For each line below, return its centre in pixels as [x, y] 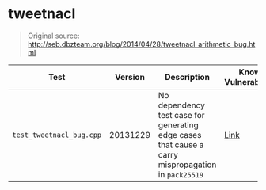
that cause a [181, 145]
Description [187, 77]
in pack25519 [181, 174]
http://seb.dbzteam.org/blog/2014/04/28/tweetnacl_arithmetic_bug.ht [141, 44]
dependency [182, 105]
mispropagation [187, 165]
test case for [181, 115]
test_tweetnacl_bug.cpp [57, 135]
